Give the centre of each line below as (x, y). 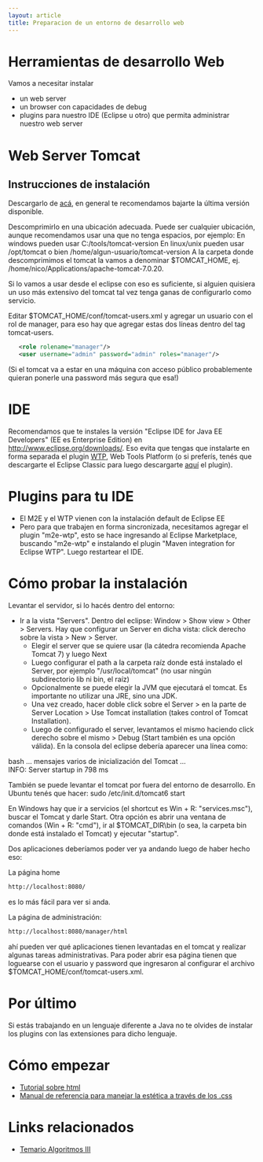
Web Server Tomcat (74, 155)
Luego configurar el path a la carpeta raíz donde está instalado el (137, 662)
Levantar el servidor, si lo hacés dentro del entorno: (91, 605)
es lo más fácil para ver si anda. (60, 902)
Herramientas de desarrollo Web (117, 62)
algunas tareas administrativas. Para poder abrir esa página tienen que (122, 955)
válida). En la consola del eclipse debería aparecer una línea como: (139, 746)
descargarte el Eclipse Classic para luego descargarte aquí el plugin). (121, 465)
